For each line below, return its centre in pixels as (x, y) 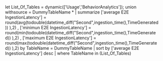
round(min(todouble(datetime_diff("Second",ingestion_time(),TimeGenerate (81, 33)
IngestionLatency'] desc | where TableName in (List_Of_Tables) (68, 53)
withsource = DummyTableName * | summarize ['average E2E (67, 12)
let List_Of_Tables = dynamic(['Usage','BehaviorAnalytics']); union (71, 7)
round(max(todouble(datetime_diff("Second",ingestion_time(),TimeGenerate (81, 43)
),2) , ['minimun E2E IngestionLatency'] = (50, 28)
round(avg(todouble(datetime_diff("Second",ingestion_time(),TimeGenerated (82, 22)
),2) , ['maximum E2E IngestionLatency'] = (54, 38)
